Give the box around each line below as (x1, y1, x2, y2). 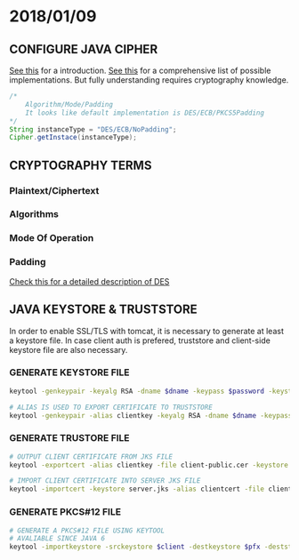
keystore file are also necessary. (9, 344, 128, 355)
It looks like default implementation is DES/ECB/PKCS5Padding (25, 108, 265, 117)
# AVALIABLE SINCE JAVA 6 (9, 534, 105, 543)
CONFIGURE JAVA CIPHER (9, 42, 158, 57)
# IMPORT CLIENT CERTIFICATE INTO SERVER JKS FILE (9, 476, 201, 485)
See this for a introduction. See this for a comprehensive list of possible (9, 65, 271, 76)
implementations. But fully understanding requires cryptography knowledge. (9, 75, 289, 85)
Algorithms (9, 208, 60, 220)
